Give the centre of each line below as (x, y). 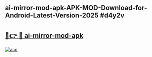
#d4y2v (112, 16)
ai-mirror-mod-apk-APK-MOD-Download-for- (76, 8)
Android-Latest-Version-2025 (52, 16)
